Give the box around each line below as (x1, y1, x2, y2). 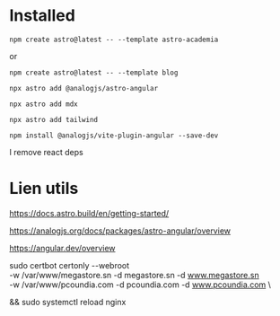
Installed (9, 5, 76, 26)
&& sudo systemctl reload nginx (9, 296, 127, 307)
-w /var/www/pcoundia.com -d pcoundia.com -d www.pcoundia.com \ (9, 279, 272, 290)
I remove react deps (9, 146, 83, 157)
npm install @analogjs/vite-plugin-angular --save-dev (9, 131, 219, 140)
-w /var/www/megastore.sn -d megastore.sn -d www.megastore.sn (9, 269, 259, 280)
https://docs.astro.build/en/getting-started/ (9, 207, 170, 218)
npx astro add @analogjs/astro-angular (9, 83, 159, 92)
